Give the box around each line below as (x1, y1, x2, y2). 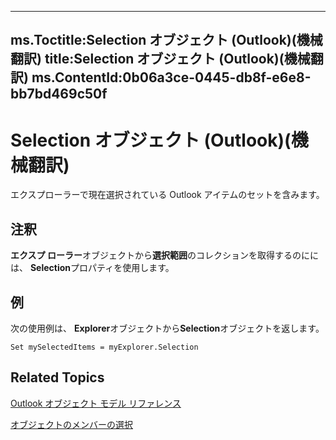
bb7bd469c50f (10, 86, 108, 103)
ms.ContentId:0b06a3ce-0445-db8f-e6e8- (31, 69, 312, 86)
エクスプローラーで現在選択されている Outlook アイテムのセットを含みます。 (10, 189, 325, 201)
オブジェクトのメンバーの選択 (10, 418, 133, 430)
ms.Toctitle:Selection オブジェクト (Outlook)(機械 (10, 32, 323, 49)
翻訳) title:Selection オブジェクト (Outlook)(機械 (10, 51, 311, 68)
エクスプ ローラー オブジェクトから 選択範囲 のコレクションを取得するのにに (10, 249, 319, 261)
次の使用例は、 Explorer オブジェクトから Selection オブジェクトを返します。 (10, 322, 325, 334)
